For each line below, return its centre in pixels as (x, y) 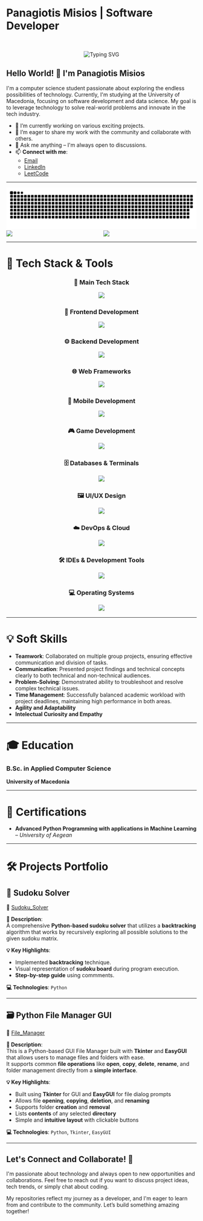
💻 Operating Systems (101, 592)
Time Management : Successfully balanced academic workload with (100, 695)
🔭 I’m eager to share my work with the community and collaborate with (103, 132)
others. (24, 138)
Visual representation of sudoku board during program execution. (97, 969)
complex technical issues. (47, 688)
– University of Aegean (43, 835)
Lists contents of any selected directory (66, 1114)
